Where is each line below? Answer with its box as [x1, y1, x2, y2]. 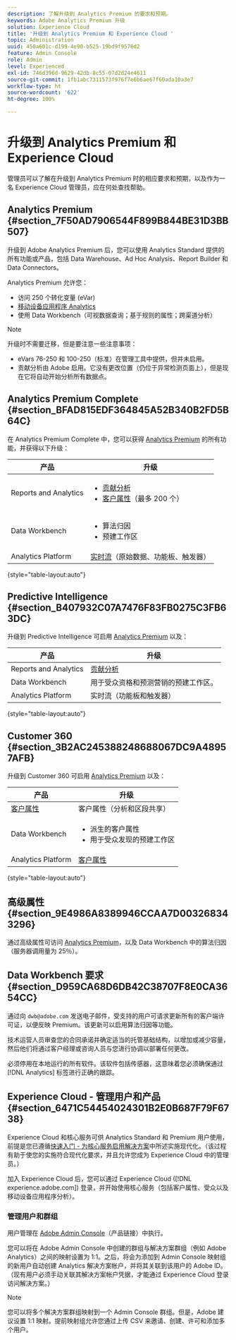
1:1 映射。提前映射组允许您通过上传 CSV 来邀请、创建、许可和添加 [27, 1316, 220, 1324]
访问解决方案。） [7, 1279, 54, 1287]
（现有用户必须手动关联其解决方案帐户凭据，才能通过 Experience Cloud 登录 [7, 1270, 229, 1279]
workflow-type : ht [7, 83, 61, 90]
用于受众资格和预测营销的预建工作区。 [90, 678, 218, 688]
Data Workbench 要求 [7, 969, 104, 981]
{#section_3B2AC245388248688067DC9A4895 [7, 741, 227, 753]
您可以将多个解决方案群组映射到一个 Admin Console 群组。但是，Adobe [7, 1308, 216, 1316]
